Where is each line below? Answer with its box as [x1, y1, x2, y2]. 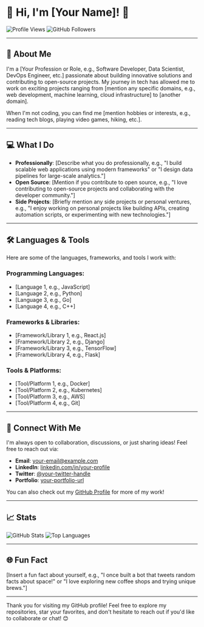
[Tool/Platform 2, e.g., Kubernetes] [15, 387, 102, 394]
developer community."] [15, 191, 76, 198]
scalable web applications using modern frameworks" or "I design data [15, 166, 193, 173]
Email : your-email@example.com [15, 457, 98, 464]
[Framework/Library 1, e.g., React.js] [15, 331, 106, 338]
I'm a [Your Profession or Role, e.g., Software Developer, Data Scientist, [6, 65, 185, 72]
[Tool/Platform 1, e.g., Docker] [15, 380, 90, 387]
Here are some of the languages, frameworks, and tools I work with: [6, 254, 177, 261]
